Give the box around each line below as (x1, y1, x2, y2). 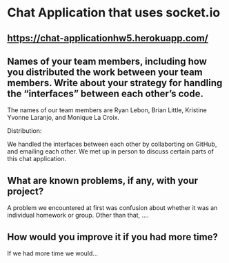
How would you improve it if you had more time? (7, 231, 219, 242)
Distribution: (7, 127, 42, 135)
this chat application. (7, 155, 67, 163)
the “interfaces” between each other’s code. (7, 87, 203, 99)
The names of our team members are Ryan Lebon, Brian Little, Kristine (7, 106, 207, 114)
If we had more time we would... (7, 249, 99, 257)
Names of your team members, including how (7, 55, 207, 67)
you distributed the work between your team (7, 66, 203, 78)
